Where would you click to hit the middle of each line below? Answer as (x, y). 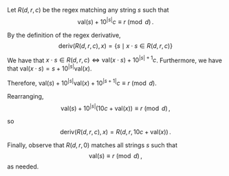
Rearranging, (25, 96)
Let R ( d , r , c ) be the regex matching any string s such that (88, 10)
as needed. (23, 166)
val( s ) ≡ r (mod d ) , (116, 156)
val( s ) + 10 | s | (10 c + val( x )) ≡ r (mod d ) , (116, 108)
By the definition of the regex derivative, (64, 35)
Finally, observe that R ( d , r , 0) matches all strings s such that (92, 145)
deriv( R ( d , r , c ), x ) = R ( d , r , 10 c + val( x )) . (116, 132)
